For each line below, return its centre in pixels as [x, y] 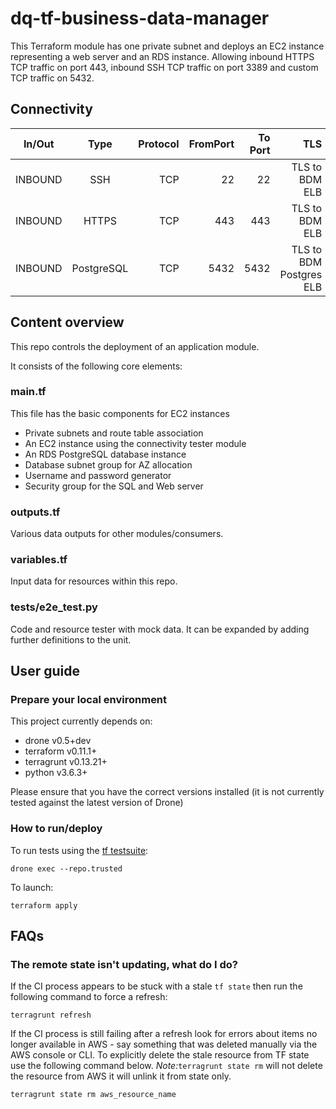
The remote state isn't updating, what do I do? [124, 965]
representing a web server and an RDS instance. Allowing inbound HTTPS [162, 56]
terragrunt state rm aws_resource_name [93, 1095]
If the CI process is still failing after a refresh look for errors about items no [164, 1034]
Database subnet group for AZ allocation [108, 464]
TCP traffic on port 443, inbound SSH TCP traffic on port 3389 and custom [164, 67]
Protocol [159, 144]
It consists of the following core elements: [96, 366]
